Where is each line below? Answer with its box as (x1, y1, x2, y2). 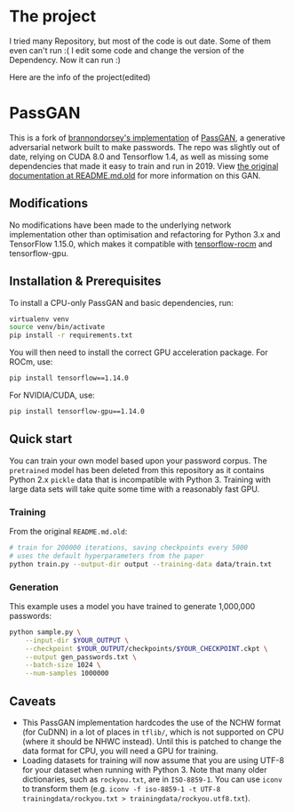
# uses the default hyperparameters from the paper (9, 551, 204, 560)
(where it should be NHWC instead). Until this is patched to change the (21, 736, 282, 746)
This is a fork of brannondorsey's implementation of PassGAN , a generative (9, 132, 286, 143)
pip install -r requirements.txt (9, 331, 133, 340)
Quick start (9, 431, 73, 446)
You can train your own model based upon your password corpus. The (9, 455, 268, 466)
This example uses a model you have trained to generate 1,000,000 (9, 600, 256, 611)
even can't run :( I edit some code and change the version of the (9, 44, 244, 55)
